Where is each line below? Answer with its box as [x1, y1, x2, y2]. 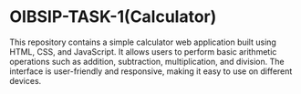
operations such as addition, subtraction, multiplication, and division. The [9, 56, 285, 67]
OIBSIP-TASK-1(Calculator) [9, 6, 217, 27]
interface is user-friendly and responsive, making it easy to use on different [9, 66, 293, 77]
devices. [9, 75, 42, 86]
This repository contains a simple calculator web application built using [9, 37, 276, 47]
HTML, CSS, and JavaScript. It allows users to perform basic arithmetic [9, 46, 277, 57]
